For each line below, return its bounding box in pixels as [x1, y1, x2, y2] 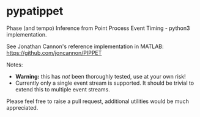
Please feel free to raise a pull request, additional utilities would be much [6, 97, 190, 105]
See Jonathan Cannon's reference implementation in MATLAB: [6, 43, 164, 50]
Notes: [6, 61, 23, 68]
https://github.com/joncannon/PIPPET [6, 49, 102, 56]
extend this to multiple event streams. [15, 85, 110, 93]
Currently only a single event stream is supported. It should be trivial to [15, 79, 194, 87]
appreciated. [6, 104, 39, 111]
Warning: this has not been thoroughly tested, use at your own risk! [15, 73, 187, 80]
